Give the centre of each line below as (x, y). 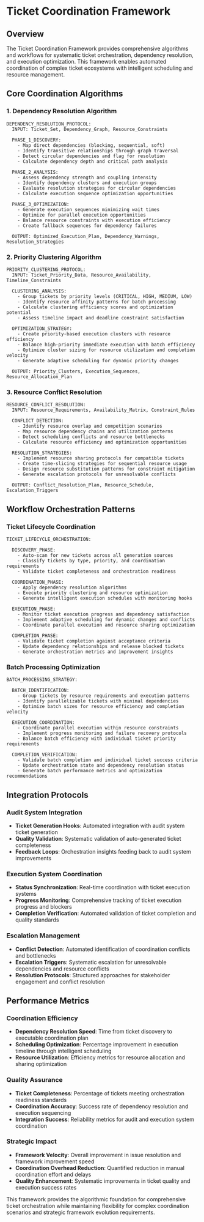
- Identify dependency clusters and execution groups (87, 183)
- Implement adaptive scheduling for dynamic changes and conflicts (106, 619)
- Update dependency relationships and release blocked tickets (101, 646)
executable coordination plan (52, 1038)
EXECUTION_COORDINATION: (43, 723)
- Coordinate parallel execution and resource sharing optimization (106, 625)
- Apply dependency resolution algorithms (72, 587)
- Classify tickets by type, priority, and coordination (91, 561)
